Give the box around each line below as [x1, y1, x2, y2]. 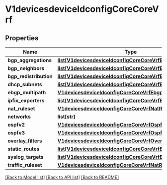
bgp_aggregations [7, 57, 52, 63]
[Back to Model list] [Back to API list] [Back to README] [5, 175, 119, 180]
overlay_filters [7, 137, 42, 144]
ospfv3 [7, 129, 25, 136]
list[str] [57, 113, 76, 120]
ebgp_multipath [7, 89, 46, 96]
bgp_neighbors [7, 65, 45, 71]
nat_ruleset [7, 105, 35, 112]
